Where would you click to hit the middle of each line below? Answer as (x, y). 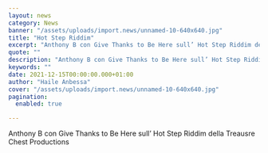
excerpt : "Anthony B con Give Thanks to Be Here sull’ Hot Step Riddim (130, 45)
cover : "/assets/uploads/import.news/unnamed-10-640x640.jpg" (114, 89)
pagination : (28, 97)
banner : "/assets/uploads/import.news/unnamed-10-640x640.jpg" (116, 30)
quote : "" (25, 52)
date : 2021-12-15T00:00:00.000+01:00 (71, 75)
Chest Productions (39, 142)
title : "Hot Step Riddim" (51, 38)
